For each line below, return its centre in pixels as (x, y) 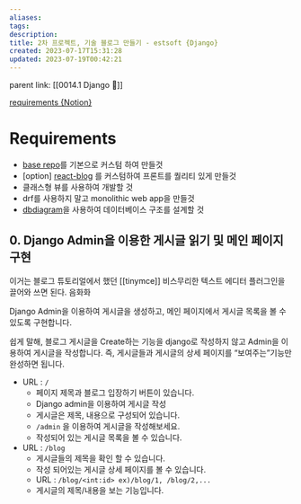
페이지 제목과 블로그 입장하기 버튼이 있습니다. (115, 393)
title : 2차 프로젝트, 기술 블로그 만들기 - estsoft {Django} (114, 43)
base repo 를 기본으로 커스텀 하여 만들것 (93, 164)
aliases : (26, 18)
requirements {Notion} (51, 102)
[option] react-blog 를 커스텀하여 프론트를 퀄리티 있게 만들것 (129, 175)
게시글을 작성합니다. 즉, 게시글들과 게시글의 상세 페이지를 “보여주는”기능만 (162, 352)
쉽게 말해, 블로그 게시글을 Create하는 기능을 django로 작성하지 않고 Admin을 (144, 341)
